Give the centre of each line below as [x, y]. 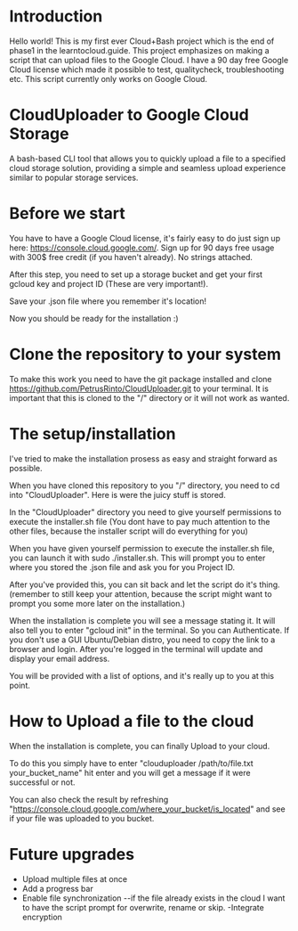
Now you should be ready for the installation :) [94, 318]
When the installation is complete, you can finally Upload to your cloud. [140, 746]
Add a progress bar [57, 888]
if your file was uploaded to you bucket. [82, 818]
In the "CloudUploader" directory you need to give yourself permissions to [145, 512]
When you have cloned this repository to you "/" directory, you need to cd [145, 485]
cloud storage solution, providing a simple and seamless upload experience [148, 167]
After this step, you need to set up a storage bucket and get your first [136, 274]
